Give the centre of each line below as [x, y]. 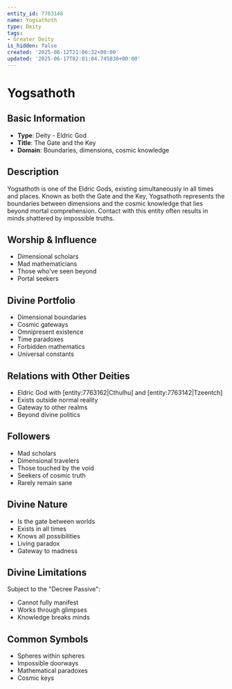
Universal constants [46, 354]
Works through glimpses [52, 610]
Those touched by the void [56, 468]
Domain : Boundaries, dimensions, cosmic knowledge [93, 150]
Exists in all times [42, 529]
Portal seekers [38, 279]
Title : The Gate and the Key [56, 142]
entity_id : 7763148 [35, 14]
